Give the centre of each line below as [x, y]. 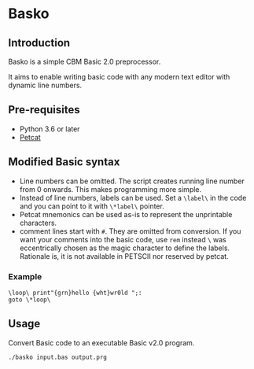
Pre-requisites [44, 110]
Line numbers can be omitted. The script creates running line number [132, 181]
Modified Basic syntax [64, 162]
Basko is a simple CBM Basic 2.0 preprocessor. [85, 61]
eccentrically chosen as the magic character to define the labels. [125, 248]
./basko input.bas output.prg [58, 357]
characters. [38, 223]
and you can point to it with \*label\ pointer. [92, 206]
